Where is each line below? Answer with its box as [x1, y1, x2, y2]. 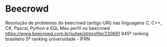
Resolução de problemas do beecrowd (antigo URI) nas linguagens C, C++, [5, 20, 162, 26]
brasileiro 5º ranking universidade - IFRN [5, 36, 90, 42]
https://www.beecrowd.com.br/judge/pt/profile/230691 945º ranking [5, 30, 149, 36]
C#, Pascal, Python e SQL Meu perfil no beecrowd [5, 25, 110, 31]
